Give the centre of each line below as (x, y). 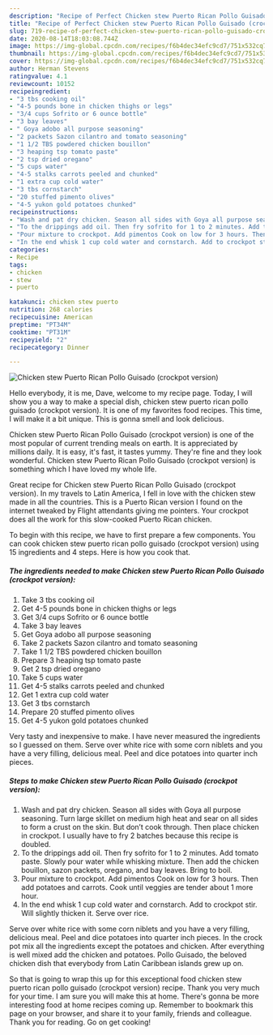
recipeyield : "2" (38, 340)
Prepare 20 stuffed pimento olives (78, 712)
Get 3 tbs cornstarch (55, 703)
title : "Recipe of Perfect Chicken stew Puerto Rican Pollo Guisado (127, 24)
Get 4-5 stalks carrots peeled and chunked (93, 686)
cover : (20, 62)
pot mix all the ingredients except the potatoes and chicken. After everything (137, 947)
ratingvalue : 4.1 (38, 76)
